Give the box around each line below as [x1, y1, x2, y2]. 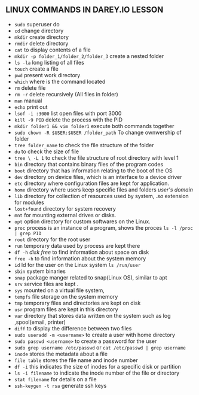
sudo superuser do [14, 20, 60, 28]
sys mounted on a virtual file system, [14, 287, 105, 294]
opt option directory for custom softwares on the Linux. [14, 218, 151, 225]
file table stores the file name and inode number [14, 356, 138, 364]
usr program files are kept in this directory [14, 305, 118, 313]
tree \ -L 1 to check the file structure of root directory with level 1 [14, 154, 179, 161]
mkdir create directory [14, 33, 69, 41]
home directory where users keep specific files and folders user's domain [14, 186, 194, 193]
